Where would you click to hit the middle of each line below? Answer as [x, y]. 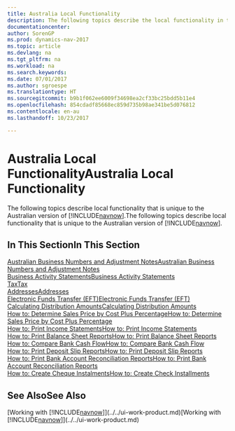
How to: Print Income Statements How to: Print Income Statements [102, 329]
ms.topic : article [34, 46]
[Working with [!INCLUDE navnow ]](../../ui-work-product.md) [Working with [114, 412]
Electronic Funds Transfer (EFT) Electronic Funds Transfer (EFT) [99, 299]
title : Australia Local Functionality [64, 14]
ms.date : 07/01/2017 [37, 79]
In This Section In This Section [73, 245]
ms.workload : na [31, 66]
